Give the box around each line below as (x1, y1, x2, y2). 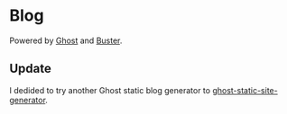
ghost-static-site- (211, 84, 278, 95)
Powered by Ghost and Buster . (9, 35, 123, 46)
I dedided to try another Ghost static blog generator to (9, 84, 210, 95)
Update (9, 61, 52, 76)
